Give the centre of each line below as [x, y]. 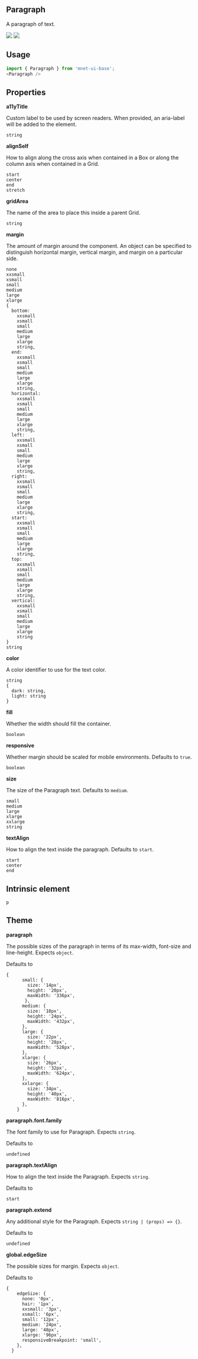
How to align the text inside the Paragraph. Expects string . [78, 1176]
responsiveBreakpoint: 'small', [61, 1340]
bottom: [21, 311]
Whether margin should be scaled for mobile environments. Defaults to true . [99, 757]
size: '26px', [45, 1063]
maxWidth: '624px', [51, 1073]
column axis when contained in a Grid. [53, 164]
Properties [26, 92]
